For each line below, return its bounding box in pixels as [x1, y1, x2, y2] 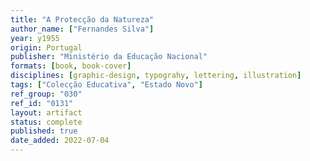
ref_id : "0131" [10, 98, 74, 108]
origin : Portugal [10, 42, 83, 53]
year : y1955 [10, 33, 60, 43]
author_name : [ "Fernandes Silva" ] [10, 24, 155, 34]
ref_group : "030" [10, 89, 83, 99]
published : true [10, 126, 78, 136]
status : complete [10, 117, 83, 127]
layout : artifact [10, 107, 83, 118]
